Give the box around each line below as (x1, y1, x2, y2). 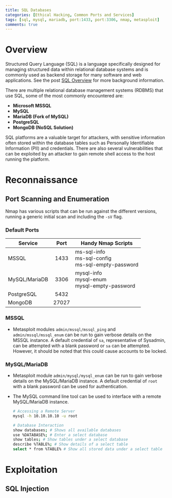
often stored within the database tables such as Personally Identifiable (5, 140, 154, 146)
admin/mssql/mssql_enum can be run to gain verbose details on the (12, 332, 152, 338)
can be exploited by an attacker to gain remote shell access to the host (5, 151, 155, 157)
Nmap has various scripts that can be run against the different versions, (5, 208, 157, 215)
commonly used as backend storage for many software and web (5, 72, 142, 78)
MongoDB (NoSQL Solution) (12, 124, 73, 131)
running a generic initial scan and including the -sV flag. (5, 214, 123, 220)
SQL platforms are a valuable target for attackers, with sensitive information (5, 135, 165, 141)
